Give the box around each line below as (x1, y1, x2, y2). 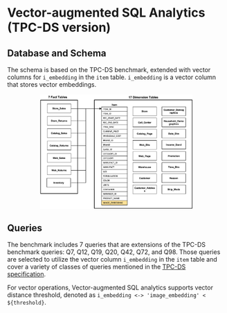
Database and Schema (7, 47, 107, 59)
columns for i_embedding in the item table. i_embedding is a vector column (7, 73, 217, 81)
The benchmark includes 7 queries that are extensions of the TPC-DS (7, 241, 206, 249)
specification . (7, 270, 46, 278)
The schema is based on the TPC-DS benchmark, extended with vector (7, 66, 211, 74)
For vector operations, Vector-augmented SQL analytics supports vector (7, 283, 213, 292)
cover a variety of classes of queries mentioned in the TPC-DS (7, 262, 186, 271)
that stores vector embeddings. (7, 81, 97, 88)
